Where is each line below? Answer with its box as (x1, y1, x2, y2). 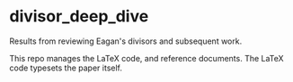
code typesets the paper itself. (9, 62, 123, 73)
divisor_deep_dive (9, 6, 149, 27)
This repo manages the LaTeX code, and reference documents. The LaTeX (9, 53, 285, 63)
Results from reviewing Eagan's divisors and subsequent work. (9, 36, 243, 46)
